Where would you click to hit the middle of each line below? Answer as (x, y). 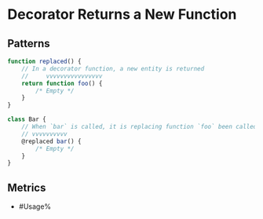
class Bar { (27, 119)
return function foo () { (62, 83)
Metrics (27, 187)
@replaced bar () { (51, 141)
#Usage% (35, 206)
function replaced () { (44, 61)
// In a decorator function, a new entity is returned (113, 68)
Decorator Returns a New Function (122, 15)
